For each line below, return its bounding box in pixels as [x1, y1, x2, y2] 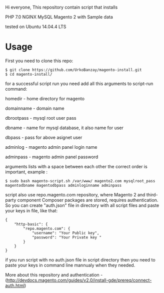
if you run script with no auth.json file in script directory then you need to [5, 256, 156, 262]
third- [146, 191, 158, 197]
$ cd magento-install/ [5, 72, 52, 77]
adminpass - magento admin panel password [5, 154, 98, 160]
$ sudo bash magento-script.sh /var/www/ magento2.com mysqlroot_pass [5, 178, 155, 183]
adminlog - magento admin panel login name [5, 144, 97, 150]
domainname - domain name [5, 105, 64, 111]
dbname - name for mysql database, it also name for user [5, 125, 123, 131]
